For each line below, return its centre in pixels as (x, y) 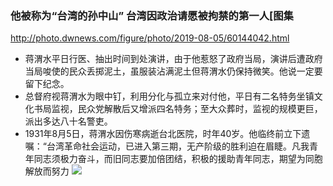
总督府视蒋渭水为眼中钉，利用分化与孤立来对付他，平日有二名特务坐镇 (169, 96)
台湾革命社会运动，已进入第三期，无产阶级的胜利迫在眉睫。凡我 (178, 146)
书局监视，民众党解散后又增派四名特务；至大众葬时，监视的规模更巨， (178, 109)
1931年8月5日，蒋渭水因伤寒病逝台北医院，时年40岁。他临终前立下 (163, 134)
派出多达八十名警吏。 (68, 121)
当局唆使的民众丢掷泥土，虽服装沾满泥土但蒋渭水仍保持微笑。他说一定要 (173, 71)
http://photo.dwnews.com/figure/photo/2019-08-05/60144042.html (150, 38)
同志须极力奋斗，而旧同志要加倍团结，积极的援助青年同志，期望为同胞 (178, 159)
